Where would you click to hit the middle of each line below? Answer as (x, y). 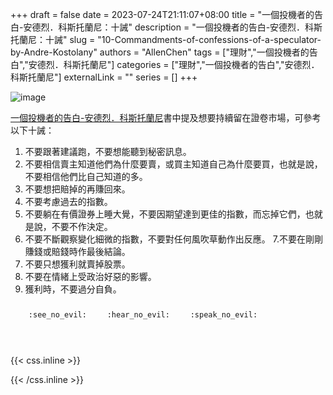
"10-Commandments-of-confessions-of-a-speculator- (209, 39)
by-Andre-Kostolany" (54, 52)
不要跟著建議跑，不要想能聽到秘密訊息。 (108, 151)
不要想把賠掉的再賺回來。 (77, 189)
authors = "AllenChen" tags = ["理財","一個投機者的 (204, 52)
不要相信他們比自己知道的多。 (86, 176)
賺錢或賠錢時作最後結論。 (77, 251)
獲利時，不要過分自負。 (73, 289)
